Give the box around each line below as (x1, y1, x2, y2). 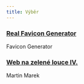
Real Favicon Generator (6, 29, 77, 37)
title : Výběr (6, 9, 39, 15)
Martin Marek (6, 72, 40, 79)
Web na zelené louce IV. (6, 58, 79, 66)
